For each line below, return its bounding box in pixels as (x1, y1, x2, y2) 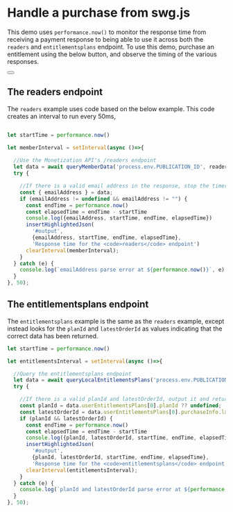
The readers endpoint (7, 86, 103, 98)
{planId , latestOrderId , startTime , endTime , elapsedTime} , (32, 454, 209, 461)
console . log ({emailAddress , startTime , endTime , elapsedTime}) (25, 215, 213, 222)
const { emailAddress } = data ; (19, 189, 113, 196)
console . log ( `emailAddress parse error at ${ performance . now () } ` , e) (19, 266, 225, 274)
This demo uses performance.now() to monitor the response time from (7, 28, 207, 36)
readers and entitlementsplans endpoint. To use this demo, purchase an (7, 42, 215, 51)
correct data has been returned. (7, 331, 98, 340)
